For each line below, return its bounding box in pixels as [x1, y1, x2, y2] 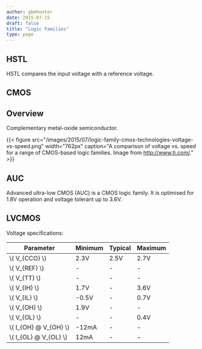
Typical [109, 243, 132, 252]
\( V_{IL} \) [9, 293, 38, 302]
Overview [6, 108, 44, 118]
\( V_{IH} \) [9, 283, 39, 292]
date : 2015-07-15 [6, 15, 50, 21]
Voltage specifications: [6, 229, 64, 237]
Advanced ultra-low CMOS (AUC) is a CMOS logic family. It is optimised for [6, 189, 194, 196]
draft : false [6, 20, 39, 26]
